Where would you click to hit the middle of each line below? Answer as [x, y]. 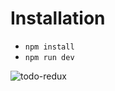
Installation [58, 18]
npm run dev [49, 57]
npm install [49, 47]
